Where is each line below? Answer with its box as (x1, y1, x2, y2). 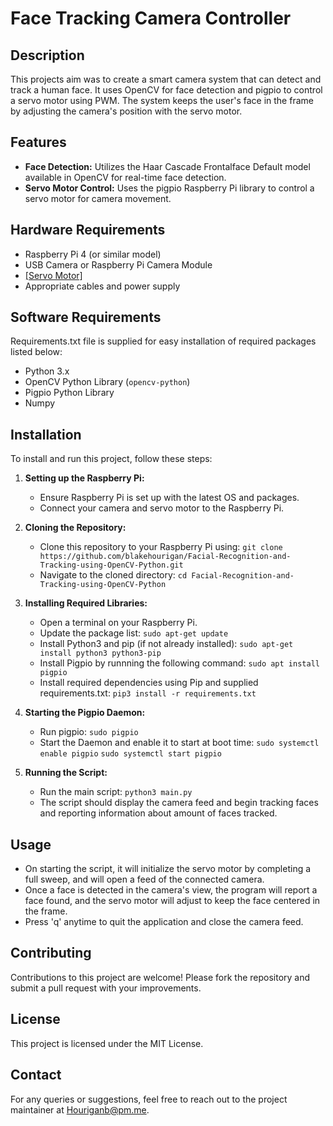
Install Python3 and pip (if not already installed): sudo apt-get (39, 638, 294, 650)
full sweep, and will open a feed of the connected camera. (24, 873, 265, 886)
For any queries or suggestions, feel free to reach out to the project (10, 1093, 288, 1105)
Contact (10, 1067, 62, 1084)
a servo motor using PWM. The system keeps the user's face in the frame (10, 95, 314, 106)
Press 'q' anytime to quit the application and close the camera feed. (24, 916, 304, 928)
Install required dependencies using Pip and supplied (39, 677, 259, 689)
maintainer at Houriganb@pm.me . (10, 1103, 150, 1116)
